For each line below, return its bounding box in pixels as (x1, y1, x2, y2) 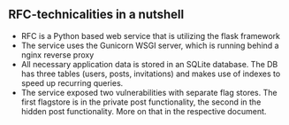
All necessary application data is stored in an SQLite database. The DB (20, 59, 278, 69)
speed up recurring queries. (20, 77, 124, 88)
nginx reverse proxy (20, 49, 95, 60)
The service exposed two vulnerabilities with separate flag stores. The (20, 87, 278, 98)
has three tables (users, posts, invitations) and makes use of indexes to (20, 68, 281, 79)
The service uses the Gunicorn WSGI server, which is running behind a (20, 40, 279, 51)
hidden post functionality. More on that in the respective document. (20, 105, 267, 116)
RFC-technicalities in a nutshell (8, 7, 185, 22)
